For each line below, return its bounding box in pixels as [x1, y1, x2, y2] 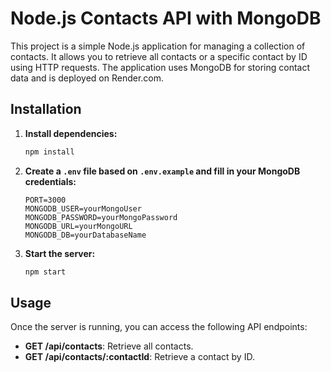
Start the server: [24, 247, 96, 259]
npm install [24, 147, 75, 157]
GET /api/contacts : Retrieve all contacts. [24, 340, 194, 352]
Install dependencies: [24, 127, 118, 139]
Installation [10, 101, 82, 118]
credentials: [24, 175, 77, 187]
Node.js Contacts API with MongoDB [10, 7, 322, 30]
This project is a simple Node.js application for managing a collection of [10, 40, 306, 52]
